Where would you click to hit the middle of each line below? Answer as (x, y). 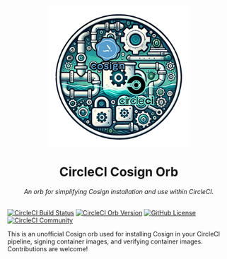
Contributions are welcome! (48, 249)
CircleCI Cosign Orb (119, 172)
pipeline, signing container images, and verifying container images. (105, 241)
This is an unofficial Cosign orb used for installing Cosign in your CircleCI (114, 234)
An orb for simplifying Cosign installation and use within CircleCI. (119, 192)
